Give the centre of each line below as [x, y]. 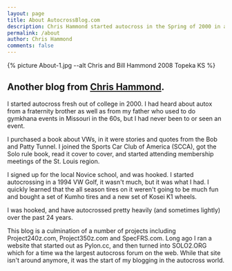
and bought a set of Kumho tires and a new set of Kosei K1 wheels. [102, 196]
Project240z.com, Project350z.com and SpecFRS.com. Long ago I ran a [109, 238]
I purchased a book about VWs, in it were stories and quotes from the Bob [112, 139]
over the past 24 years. [40, 217]
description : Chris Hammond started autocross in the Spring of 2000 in [114, 26]
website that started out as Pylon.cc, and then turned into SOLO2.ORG [107, 245]
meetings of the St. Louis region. [54, 161]
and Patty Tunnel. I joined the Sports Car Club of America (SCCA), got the [112, 147]
